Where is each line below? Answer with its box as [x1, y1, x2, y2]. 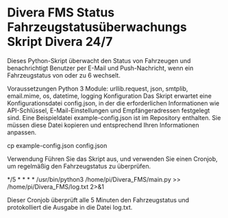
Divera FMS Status [7, 5, 115, 21]
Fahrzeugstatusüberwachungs [7, 19, 187, 35]
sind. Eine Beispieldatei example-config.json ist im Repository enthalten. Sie [7, 113, 221, 121]
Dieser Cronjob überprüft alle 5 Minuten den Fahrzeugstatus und [7, 195, 190, 204]
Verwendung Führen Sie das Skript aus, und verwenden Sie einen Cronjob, [7, 154, 218, 162]
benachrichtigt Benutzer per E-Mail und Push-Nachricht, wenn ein [7, 64, 194, 72]
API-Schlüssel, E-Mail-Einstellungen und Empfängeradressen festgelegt [7, 106, 210, 114]
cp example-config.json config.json [7, 141, 107, 149]
